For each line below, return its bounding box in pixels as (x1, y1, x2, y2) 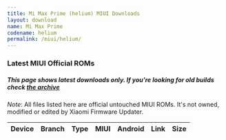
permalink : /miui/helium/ (7, 36, 81, 43)
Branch (40, 124, 65, 134)
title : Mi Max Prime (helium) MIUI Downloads (7, 10, 140, 17)
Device (10, 124, 34, 134)
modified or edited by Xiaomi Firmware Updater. (7, 108, 143, 116)
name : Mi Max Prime (7, 23, 63, 30)
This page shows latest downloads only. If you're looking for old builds (7, 75, 215, 83)
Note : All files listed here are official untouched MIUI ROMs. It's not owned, (7, 101, 220, 109)
